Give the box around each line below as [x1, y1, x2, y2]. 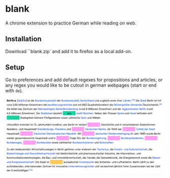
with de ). [5, 87, 23, 93]
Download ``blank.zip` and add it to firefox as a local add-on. [5, 48, 132, 54]
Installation [5, 35, 42, 43]
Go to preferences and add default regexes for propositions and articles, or [5, 77, 163, 83]
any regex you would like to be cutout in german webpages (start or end [5, 82, 157, 88]
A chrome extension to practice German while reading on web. [5, 20, 136, 26]
